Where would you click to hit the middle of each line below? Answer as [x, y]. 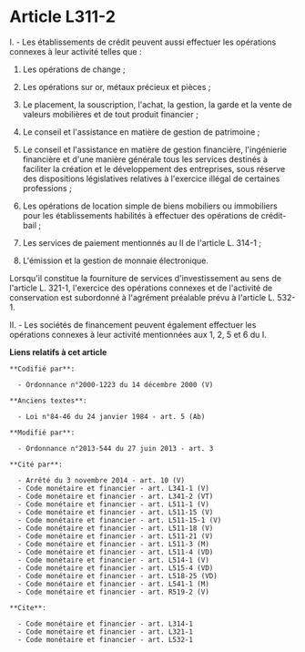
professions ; [47, 188]
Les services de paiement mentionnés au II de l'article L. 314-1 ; [142, 242]
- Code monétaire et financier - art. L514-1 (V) [113, 560]
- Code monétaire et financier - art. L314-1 [106, 624]
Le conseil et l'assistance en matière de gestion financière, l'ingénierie [154, 149]
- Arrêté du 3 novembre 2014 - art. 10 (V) [101, 480]
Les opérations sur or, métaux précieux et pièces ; [117, 87]
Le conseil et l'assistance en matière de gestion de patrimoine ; [141, 132]
